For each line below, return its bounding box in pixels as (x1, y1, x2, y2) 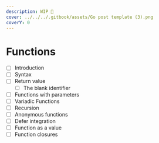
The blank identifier (23, 84, 71, 91)
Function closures (14, 131, 58, 138)
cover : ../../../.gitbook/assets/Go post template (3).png (6, 14, 154, 20)
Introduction (14, 64, 45, 71)
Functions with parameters (14, 91, 80, 98)
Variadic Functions (14, 98, 60, 105)
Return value (14, 78, 46, 85)
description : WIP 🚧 (6, 8, 54, 15)
